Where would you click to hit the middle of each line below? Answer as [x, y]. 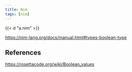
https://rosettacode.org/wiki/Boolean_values [50, 64]
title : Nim [16, 9]
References [23, 52]
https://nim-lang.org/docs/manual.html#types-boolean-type [66, 37]
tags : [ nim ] [17, 14]
